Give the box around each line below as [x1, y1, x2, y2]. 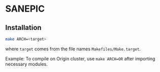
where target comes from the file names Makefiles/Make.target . [5, 46, 141, 52]
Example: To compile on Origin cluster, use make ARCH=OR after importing [5, 55, 155, 61]
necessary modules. [5, 61, 48, 67]
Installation [5, 23, 42, 32]
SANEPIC [5, 3, 45, 15]
